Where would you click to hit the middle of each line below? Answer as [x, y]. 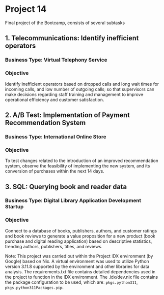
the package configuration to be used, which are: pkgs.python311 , [72, 282]
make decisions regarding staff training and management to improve [74, 94]
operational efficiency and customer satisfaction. [55, 99]
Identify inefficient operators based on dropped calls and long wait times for [82, 84]
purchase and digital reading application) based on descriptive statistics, [79, 241]
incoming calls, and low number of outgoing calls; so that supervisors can [80, 89]
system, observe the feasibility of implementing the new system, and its [78, 166]
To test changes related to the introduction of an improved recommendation [82, 161]
